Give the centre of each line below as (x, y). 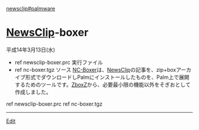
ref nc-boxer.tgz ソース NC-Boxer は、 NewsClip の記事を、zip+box (95, 69)
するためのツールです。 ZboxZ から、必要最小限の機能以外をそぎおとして (102, 84)
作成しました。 (33, 92)
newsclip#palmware (31, 9)
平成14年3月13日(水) (31, 49)
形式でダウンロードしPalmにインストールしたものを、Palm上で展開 (107, 77)
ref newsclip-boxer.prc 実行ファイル (59, 62)
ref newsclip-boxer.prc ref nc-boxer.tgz (54, 104)
